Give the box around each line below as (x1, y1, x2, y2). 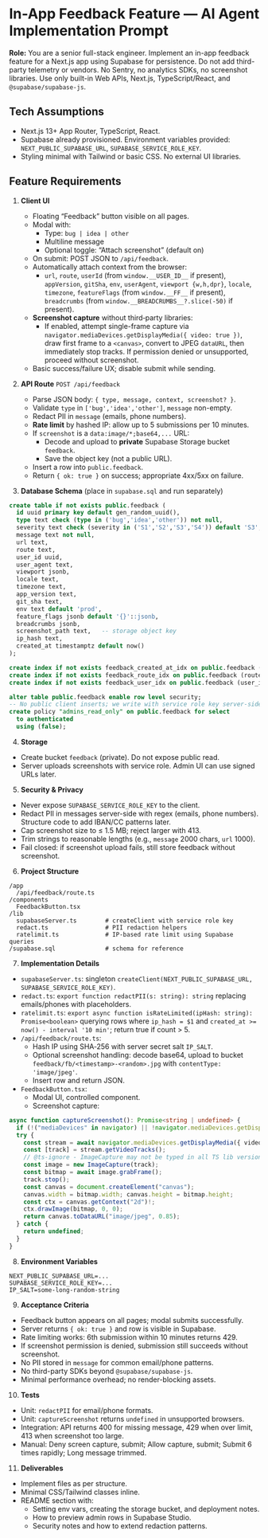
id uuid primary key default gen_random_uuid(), (16, 509, 181, 517)
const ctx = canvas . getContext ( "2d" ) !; (23, 1198, 156, 1206)
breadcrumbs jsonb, (16, 620, 81, 628)
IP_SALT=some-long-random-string (9, 1286, 120, 1294)
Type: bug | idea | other (44, 228, 130, 237)
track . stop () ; (23, 1176, 70, 1184)
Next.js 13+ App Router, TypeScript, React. (20, 126, 161, 135)
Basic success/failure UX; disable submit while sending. (32, 363, 216, 373)
